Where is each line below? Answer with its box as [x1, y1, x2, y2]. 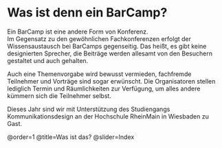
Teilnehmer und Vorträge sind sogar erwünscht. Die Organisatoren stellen [7, 77, 216, 85]
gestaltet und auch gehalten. [7, 56, 89, 64]
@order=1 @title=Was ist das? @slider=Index [7, 132, 135, 141]
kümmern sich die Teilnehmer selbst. [7, 91, 112, 100]
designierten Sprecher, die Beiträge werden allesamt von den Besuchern [7, 49, 213, 58]
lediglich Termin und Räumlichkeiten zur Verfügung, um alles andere [7, 84, 201, 92]
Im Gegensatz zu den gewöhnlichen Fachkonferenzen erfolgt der [7, 34, 191, 42]
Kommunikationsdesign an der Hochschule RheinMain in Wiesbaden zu [7, 112, 210, 121]
